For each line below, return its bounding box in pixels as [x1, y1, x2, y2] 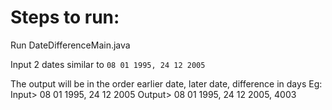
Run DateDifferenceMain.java [10, 39, 131, 51]
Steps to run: [10, 6, 120, 29]
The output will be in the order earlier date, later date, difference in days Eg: [10, 77, 323, 90]
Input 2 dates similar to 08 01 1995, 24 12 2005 [10, 58, 206, 70]
